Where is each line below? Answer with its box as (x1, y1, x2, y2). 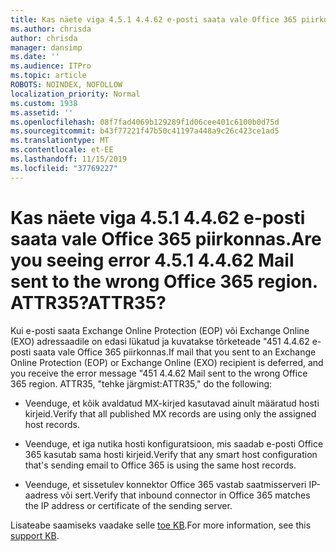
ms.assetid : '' (10, 107, 74, 118)
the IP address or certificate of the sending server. (24, 499, 233, 511)
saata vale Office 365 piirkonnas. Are (10, 227, 322, 250)
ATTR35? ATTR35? (10, 291, 167, 314)
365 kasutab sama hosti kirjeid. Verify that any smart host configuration (24, 448, 318, 460)
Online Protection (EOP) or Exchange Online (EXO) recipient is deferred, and (10, 356, 324, 368)
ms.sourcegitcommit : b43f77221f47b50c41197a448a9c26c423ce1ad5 (10, 126, 280, 136)
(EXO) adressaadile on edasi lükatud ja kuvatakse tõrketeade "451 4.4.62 (10, 335, 310, 347)
